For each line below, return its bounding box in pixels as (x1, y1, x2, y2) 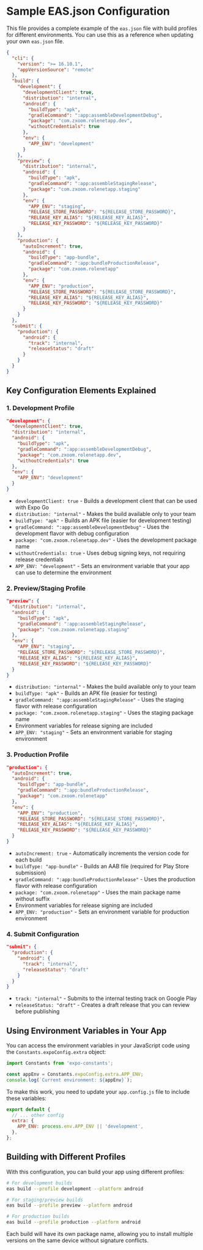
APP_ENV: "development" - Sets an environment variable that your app (15, 562, 190, 569)
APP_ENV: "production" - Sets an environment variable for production (15, 908, 190, 915)
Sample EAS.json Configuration (6, 4, 170, 18)
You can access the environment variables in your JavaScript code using (6, 1042, 190, 1049)
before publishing (15, 1008, 60, 1015)
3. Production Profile (6, 751, 69, 759)
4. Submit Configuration (6, 930, 79, 938)
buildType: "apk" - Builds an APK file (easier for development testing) (15, 517, 192, 524)
